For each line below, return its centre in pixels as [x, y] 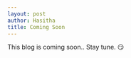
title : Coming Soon [36, 27]
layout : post [27, 14]
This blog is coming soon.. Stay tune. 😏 [66, 47]
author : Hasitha [31, 21]
